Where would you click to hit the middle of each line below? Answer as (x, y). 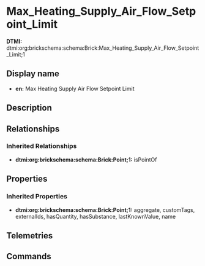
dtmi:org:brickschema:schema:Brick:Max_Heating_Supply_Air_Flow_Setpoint (103, 48)
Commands (29, 256)
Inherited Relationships (42, 146)
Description (29, 108)
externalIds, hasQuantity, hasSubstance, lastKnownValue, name (95, 216)
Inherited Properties (37, 197)
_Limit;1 (16, 54)
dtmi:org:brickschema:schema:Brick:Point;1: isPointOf (86, 159)
